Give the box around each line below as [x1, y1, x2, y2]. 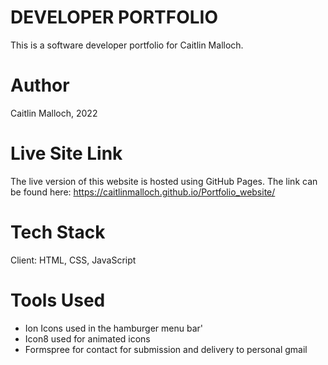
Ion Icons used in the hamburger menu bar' [24, 322, 204, 334]
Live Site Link [10, 142, 123, 165]
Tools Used [10, 289, 106, 311]
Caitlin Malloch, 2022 [10, 107, 98, 119]
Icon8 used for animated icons [24, 332, 151, 345]
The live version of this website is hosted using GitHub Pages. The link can [10, 175, 318, 187]
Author [10, 74, 70, 97]
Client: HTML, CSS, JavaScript [10, 254, 137, 266]
